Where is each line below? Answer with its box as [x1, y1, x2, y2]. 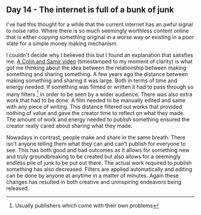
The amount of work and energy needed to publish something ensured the [6, 116, 190, 123]
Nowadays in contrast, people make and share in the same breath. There [6, 134, 185, 141]
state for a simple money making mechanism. [6, 40, 118, 47]
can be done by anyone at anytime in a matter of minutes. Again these [6, 172, 179, 179]
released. [6, 185, 29, 192]
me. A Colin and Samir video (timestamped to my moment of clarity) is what [6, 57, 193, 65]
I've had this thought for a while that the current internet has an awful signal [6, 20, 193, 28]
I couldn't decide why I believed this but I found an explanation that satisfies [6, 51, 193, 59]
